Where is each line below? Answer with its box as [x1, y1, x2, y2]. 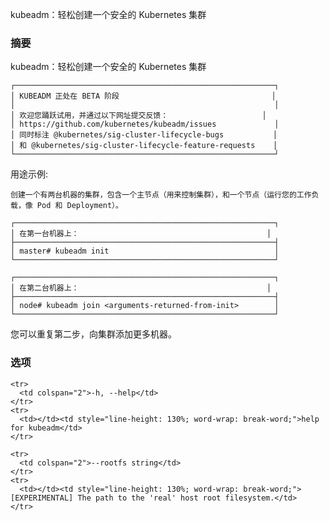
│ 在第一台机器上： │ [10, 229, 272, 239]
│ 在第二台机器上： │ [10, 283, 272, 293]
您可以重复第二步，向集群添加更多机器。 [10, 328, 177, 340]
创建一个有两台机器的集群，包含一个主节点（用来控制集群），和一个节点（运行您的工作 [10, 190, 312, 200]
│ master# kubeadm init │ [10, 246, 280, 257]
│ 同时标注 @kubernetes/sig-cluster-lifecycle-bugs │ [10, 130, 278, 140]
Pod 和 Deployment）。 [36, 201, 123, 211]
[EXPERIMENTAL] [10, 493, 74, 503]
